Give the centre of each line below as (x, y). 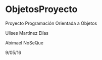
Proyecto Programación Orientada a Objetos (51, 23)
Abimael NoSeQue (24, 43)
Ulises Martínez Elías (27, 33)
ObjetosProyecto (41, 9)
